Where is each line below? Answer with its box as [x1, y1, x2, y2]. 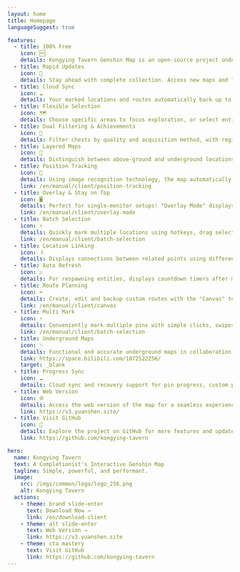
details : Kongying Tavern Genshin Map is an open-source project [20, 56, 219, 64]
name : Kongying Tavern [14, 454, 81, 461]
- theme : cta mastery [20, 540, 84, 548]
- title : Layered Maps [14, 143, 81, 150]
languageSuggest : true [7, 24, 75, 31]
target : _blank [20, 362, 66, 369]
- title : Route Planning [14, 282, 88, 289]
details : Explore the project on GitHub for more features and [20, 428, 213, 435]
